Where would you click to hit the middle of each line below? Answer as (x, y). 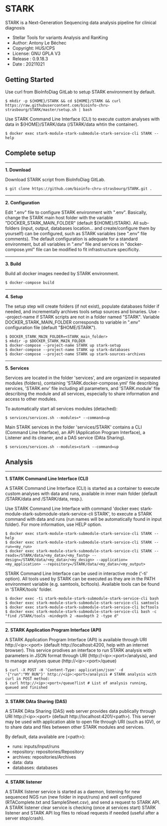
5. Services (17, 368)
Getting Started (30, 80)
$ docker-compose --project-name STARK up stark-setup (63, 345)
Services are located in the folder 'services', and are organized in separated (83, 378)
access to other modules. (31, 399)
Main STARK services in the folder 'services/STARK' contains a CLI (74, 427)
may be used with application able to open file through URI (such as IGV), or (83, 722)
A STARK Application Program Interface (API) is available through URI (76, 640)
